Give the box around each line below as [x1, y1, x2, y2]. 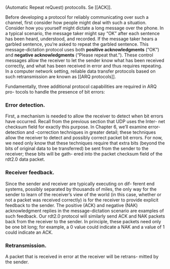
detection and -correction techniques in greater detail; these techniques [5, 129, 156, 135]
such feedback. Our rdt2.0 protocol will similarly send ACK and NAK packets [5, 213, 165, 219]
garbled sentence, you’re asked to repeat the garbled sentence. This [5, 41, 149, 47]
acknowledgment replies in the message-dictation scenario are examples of [5, 207, 164, 214]
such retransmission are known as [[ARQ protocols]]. [5, 74, 116, 79]
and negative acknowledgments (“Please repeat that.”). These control [5, 52, 153, 58]
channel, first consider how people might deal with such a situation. [5, 20, 147, 25]
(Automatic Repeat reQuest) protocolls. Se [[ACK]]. [5, 5, 112, 10]
